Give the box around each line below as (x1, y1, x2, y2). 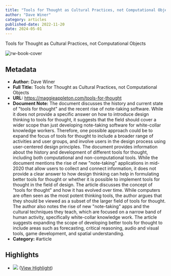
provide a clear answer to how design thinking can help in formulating (12, 170, 159, 177)
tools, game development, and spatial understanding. (12, 230, 125, 236)
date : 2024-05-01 (5, 27, 42, 32)
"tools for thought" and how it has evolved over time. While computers (12, 187, 160, 193)
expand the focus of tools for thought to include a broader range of (12, 133, 154, 139)
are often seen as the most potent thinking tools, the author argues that (12, 192, 162, 198)
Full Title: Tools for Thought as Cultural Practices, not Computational (12, 84, 157, 90)
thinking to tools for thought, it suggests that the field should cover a (12, 116, 157, 122)
